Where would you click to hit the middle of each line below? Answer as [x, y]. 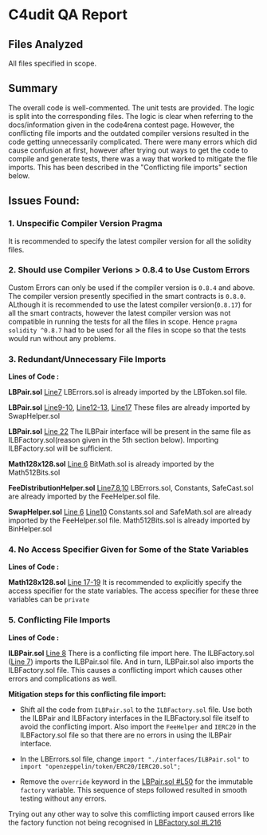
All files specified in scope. [53, 63]
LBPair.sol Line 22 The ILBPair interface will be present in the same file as [130, 431]
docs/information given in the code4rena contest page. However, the [122, 125]
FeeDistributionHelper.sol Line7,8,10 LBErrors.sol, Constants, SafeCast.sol [131, 488]
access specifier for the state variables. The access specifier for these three [133, 591]
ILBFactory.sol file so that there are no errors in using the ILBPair [126, 735]
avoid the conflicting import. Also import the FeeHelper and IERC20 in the [138, 726]
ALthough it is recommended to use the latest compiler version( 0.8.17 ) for [130, 304]
